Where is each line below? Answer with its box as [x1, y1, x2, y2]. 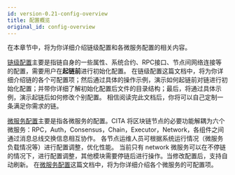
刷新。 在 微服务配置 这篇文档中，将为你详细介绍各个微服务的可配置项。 [13, 160, 218, 169]
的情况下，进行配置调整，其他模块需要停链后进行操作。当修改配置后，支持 [7, 152, 222, 160]
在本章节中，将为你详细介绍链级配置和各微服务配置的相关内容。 [7, 43, 191, 52]
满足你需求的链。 [13, 102, 63, 111]
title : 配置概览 [7, 17, 50, 24]
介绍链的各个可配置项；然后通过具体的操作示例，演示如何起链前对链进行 [13, 76, 222, 84]
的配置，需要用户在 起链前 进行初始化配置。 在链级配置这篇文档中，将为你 [7, 67, 218, 76]
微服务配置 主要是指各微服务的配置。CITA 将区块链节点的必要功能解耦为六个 [7, 117, 225, 125]
